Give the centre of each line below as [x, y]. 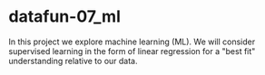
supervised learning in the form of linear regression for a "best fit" [132, 51]
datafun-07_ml [65, 17]
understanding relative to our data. [73, 61]
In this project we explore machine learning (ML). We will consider [132, 42]
